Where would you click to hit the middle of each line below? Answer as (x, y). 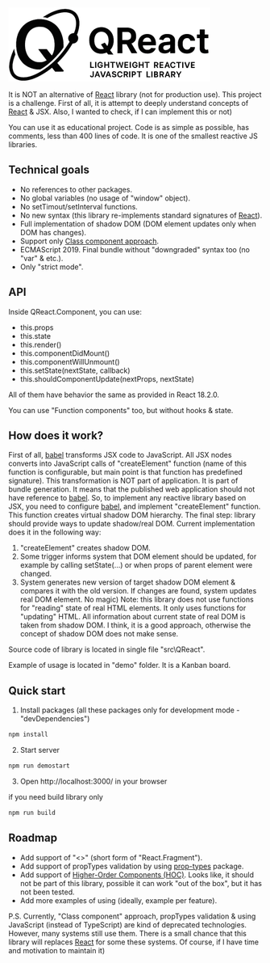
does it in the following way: (55, 532)
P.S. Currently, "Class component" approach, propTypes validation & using (132, 916)
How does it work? (56, 436)
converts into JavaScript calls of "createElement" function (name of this (128, 463)
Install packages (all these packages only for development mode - (130, 710)
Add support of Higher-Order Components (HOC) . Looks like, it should (137, 874)
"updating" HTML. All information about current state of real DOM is (133, 617)
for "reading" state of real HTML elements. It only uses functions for (133, 608)
